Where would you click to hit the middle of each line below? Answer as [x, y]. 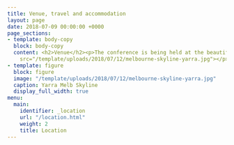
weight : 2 [34, 124]
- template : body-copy [40, 40]
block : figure [34, 72]
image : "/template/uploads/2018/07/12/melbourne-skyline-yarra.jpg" [115, 78]
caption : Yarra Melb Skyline [56, 85]
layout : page [26, 20]
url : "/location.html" [53, 117]
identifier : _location [53, 111]
